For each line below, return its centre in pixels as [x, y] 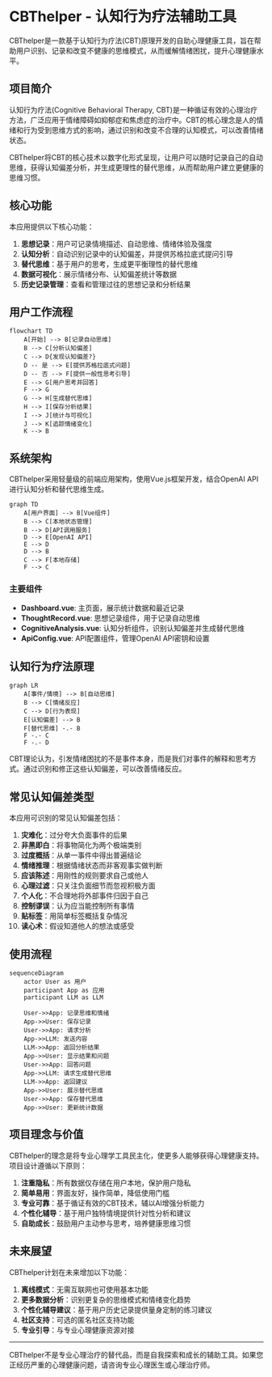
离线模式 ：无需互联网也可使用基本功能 [84, 1289]
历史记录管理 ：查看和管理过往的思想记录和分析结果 [106, 284]
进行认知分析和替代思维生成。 [59, 489]
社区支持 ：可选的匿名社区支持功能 [77, 1320]
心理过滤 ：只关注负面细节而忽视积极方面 [88, 886]
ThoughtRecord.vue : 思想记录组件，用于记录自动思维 [111, 618]
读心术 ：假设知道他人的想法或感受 [77, 926]
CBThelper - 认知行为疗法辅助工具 [123, 17]
